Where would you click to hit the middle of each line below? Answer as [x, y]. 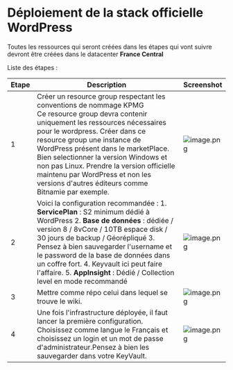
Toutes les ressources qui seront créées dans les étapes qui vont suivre [110, 47]
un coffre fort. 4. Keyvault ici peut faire [100, 264]
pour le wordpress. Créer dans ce [92, 131]
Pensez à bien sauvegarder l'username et [104, 246]
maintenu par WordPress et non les [94, 174]
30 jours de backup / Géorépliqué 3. [96, 237]
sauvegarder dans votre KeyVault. [92, 355]
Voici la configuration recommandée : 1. [102, 203]
